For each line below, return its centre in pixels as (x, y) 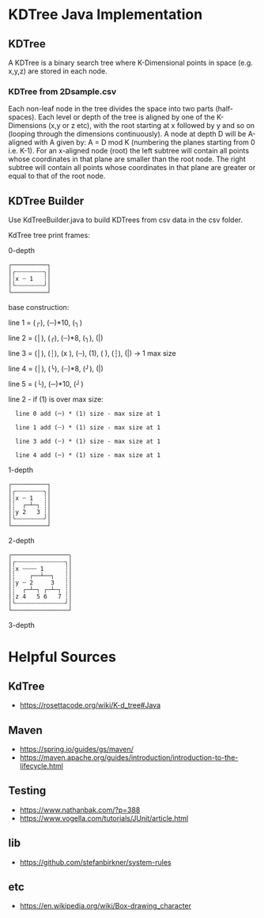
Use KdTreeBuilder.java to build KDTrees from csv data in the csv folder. (126, 220)
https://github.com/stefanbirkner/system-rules (95, 862)
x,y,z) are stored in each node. (58, 71)
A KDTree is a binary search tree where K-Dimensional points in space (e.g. (130, 62)
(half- (224, 109)
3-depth (22, 625)
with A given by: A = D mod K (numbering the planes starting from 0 (145, 142)
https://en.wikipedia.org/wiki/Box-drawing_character (106, 906)
